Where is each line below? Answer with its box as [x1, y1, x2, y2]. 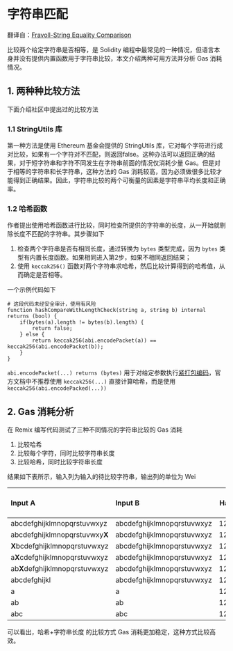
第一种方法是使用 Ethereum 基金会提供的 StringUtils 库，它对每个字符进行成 [7, 141, 223, 150]
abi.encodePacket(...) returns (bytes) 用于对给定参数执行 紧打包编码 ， [7, 368, 215, 377]
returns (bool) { [7, 313, 58, 320]
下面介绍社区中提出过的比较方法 [7, 105, 98, 113]
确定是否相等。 [23, 271, 67, 279]
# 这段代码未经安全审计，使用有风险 [7, 301, 96, 308]
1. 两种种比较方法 [7, 85, 80, 97]
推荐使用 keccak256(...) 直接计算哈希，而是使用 [37, 377, 176, 386]
